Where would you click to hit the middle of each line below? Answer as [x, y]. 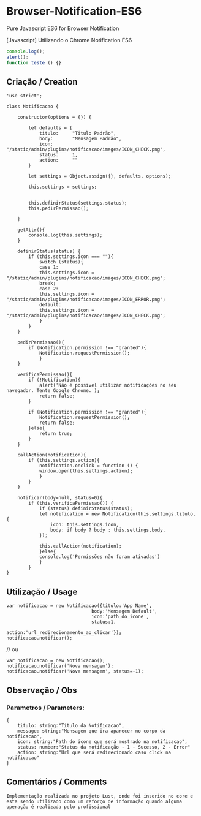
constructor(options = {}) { [55, 118]
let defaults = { [50, 128]
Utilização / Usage [42, 591]
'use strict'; [25, 96]
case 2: [49, 289]
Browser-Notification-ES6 [74, 11]
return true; [55, 434]
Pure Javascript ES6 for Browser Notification [63, 28]
